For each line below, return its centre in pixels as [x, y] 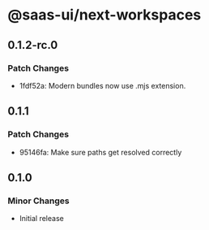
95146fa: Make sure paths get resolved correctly [100, 152]
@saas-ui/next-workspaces [104, 15]
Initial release [41, 219]
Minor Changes [38, 201]
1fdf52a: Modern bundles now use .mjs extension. [102, 85]
